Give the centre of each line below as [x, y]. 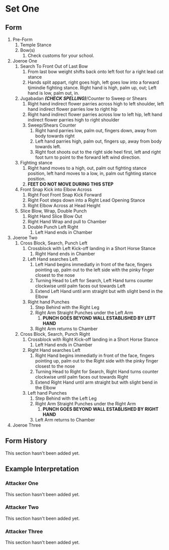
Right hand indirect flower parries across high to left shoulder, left [96, 104]
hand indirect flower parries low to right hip [72, 109]
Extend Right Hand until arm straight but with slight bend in [96, 382]
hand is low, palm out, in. [53, 93]
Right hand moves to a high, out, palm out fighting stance [87, 168]
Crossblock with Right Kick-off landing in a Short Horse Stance [93, 339]
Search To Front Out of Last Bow [54, 66]
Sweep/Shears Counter [52, 125]
